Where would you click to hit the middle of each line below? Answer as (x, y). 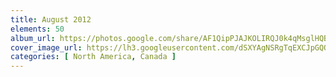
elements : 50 (37, 29)
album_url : (33, 38)
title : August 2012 (51, 19)
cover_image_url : (46, 47)
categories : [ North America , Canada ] (93, 57)
